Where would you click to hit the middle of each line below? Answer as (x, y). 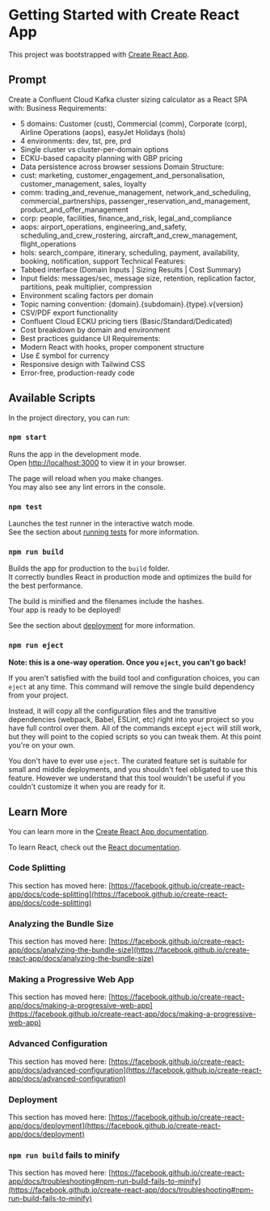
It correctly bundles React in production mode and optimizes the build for (130, 577)
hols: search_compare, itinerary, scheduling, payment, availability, (130, 252)
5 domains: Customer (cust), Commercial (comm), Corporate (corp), (133, 124)
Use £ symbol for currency (65, 355)
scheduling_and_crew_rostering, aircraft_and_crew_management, (129, 235)
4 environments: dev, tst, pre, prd (76, 141)
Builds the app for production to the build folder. (89, 568)
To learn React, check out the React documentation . (95, 847)
